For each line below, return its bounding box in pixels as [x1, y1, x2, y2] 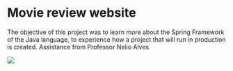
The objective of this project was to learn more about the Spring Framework [7, 28, 225, 36]
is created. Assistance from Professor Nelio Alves [7, 42, 150, 51]
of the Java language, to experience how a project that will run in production [7, 35, 226, 43]
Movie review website [7, 5, 137, 21]
